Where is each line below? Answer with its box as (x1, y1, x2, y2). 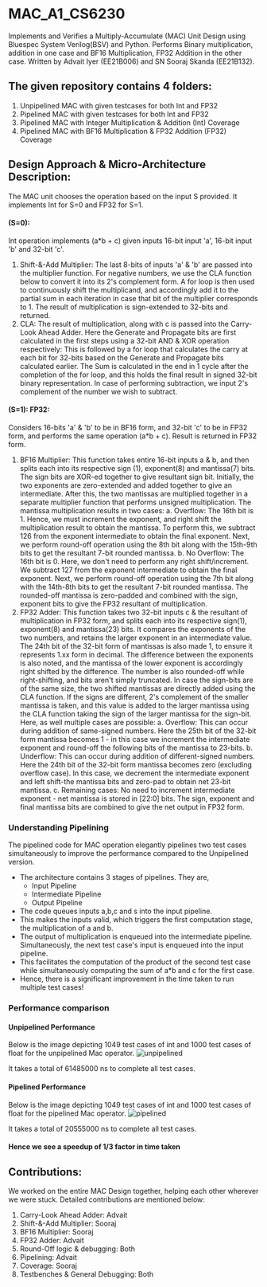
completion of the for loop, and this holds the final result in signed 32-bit (19, 370, 257, 379)
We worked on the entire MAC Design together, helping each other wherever (8, 1187, 259, 1195)
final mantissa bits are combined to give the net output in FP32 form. (19, 802, 245, 811)
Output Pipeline (31, 898, 83, 908)
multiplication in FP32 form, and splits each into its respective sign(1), (19, 615, 248, 626)
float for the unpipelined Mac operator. (8, 1049, 135, 1058)
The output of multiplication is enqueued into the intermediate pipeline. (19, 932, 253, 941)
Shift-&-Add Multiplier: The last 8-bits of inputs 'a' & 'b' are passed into (19, 260, 253, 269)
